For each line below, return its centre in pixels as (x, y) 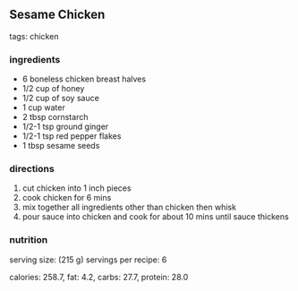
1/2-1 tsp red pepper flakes (72, 136)
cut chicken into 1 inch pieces (77, 188)
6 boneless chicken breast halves (84, 79)
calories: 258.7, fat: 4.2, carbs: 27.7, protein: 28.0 (99, 277)
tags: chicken (34, 36)
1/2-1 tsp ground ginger (65, 127)
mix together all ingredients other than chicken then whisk (129, 207)
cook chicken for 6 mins (67, 198)
